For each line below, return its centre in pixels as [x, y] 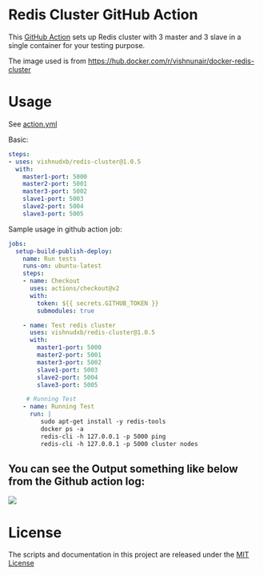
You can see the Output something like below [123, 469]
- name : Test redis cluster [69, 325]
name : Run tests [50, 259]
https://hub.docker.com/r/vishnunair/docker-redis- [171, 61]
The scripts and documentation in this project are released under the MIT [129, 555]
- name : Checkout [52, 281]
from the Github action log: [77, 481]
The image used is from [47, 61]
